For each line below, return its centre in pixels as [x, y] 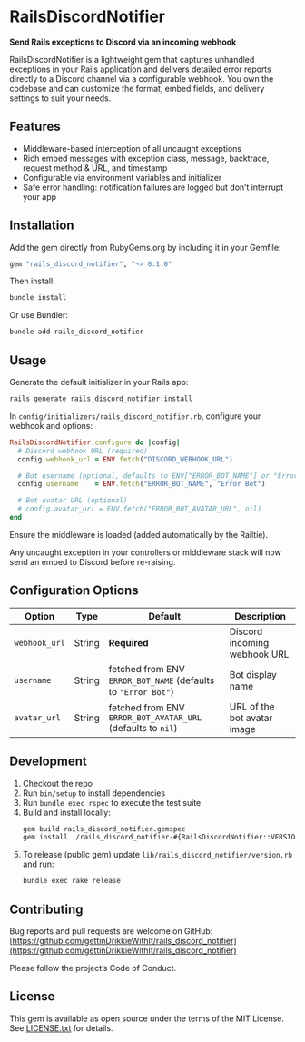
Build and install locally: [66, 812]
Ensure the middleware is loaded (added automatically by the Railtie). [139, 534]
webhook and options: [51, 425]
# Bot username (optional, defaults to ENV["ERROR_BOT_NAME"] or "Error [158, 476]
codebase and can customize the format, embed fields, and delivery [137, 88]
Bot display [253, 674]
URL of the [252, 706]
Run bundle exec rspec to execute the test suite [112, 802]
